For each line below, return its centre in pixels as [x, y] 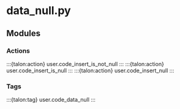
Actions [18, 51]
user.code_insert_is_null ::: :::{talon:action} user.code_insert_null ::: [90, 70]
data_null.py [39, 11]
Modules [24, 33]
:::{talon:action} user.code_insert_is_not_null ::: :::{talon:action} [85, 64]
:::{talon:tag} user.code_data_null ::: [51, 100]
